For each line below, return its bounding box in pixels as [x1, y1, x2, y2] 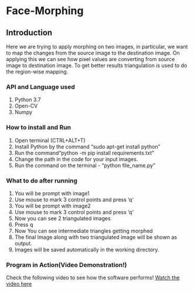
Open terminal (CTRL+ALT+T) [14, 136, 86, 144]
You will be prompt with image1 [14, 189, 90, 197]
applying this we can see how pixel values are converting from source [6, 56, 175, 62]
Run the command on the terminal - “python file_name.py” [14, 162, 155, 169]
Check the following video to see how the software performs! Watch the [6, 274, 180, 281]
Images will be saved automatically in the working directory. [14, 246, 159, 253]
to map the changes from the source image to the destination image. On [6, 49, 180, 56]
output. [14, 239, 32, 247]
